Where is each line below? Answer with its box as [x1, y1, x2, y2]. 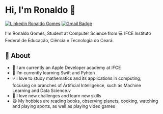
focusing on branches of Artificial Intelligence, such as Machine [12, 82, 141, 88]
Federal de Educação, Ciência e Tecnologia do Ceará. [5, 37, 114, 43]
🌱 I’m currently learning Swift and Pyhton [12, 69, 95, 75]
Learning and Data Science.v [12, 88, 71, 93]
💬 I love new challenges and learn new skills [12, 92, 102, 98]
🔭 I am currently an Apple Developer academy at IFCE [12, 65, 121, 70]
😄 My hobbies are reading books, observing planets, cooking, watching [12, 98, 159, 104]
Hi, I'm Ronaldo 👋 [5, 4, 76, 16]
